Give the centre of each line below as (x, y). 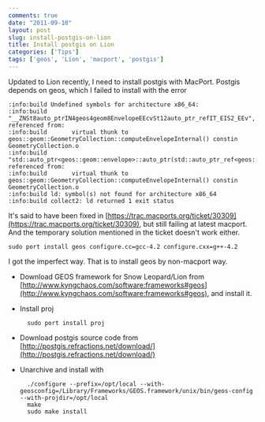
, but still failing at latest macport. (193, 224)
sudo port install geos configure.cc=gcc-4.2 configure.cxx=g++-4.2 (123, 246)
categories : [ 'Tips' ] (44, 52)
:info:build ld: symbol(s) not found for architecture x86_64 (112, 194)
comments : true (33, 15)
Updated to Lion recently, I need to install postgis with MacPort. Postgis (124, 81)
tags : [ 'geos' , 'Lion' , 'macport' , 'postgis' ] (86, 60)
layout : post (30, 30)
